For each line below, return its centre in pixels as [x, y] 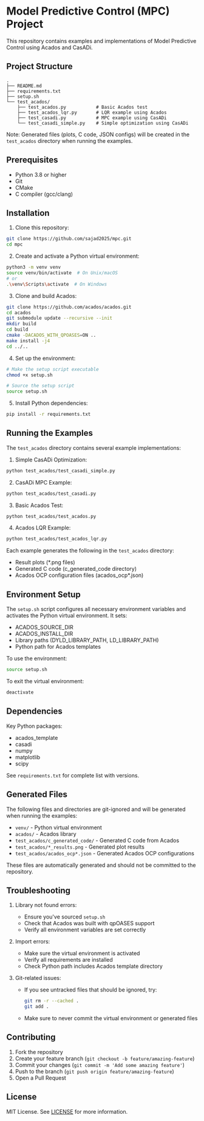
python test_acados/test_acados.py [51, 516]
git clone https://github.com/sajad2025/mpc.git [69, 239]
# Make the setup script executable [53, 369]
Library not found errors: [46, 905]
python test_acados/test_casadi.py [51, 494]
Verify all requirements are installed [69, 960]
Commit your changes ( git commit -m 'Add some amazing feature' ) [100, 1064]
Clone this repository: [42, 228]
